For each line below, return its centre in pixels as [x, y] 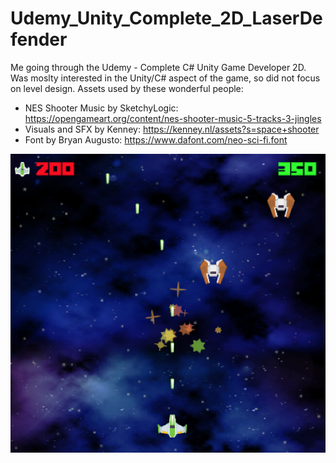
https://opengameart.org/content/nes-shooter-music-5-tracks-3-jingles [173, 118]
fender [39, 39]
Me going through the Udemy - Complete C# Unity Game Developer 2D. [158, 67]
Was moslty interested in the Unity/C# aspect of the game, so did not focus [165, 78]
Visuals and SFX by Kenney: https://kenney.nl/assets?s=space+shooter [172, 129]
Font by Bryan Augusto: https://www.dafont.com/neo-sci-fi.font [156, 139]
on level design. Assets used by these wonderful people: [127, 88]
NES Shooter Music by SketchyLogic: [101, 108]
